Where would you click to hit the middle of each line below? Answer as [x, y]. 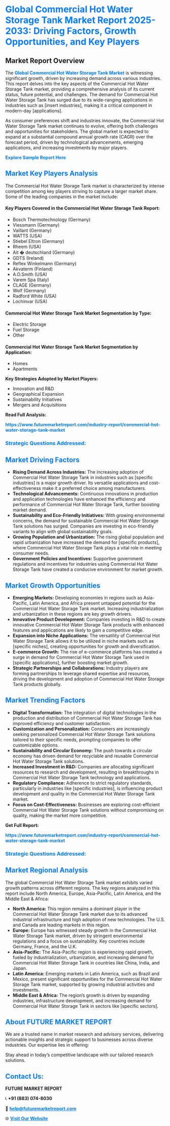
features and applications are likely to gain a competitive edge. [78, 630]
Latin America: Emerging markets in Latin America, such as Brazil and [86, 973]
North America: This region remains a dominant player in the [76, 909]
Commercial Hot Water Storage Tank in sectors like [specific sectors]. [86, 1006]
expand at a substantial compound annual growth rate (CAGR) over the [79, 137]
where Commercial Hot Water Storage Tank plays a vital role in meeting [87, 548]
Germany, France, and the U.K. [45, 946]
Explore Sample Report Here [36, 157]
